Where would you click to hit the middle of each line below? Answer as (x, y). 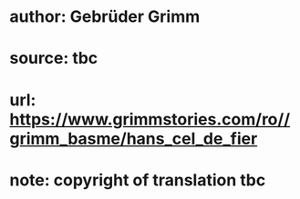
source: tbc (54, 59)
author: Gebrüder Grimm (105, 17)
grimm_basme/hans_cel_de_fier (134, 139)
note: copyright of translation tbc (138, 180)
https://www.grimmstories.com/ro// (150, 119)
